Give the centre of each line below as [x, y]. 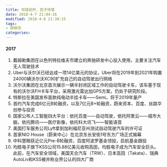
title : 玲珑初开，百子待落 [30, 10]
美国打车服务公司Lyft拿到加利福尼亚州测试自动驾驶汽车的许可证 [78, 128]
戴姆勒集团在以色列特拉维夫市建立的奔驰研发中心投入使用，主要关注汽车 [87, 60]
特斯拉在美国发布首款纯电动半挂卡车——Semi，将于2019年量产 [77, 98]
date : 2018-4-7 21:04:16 [31, 14]
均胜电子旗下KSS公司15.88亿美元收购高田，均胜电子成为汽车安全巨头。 [85, 147]
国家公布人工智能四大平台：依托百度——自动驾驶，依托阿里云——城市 [85, 116]
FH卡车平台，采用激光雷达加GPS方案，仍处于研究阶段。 [92, 91]
